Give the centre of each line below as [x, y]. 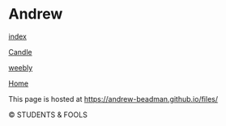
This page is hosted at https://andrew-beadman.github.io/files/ [113, 99]
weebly [21, 67]
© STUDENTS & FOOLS [48, 115]
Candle [20, 52]
